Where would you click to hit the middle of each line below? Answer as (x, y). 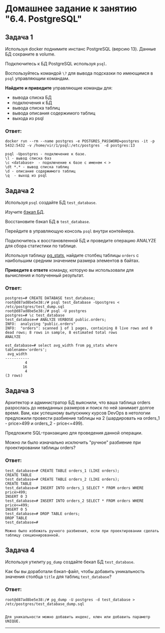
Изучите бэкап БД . (25, 212)
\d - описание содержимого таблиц (41, 172)
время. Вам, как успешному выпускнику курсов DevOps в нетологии (78, 413)
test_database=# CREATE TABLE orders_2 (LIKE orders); (62, 479)
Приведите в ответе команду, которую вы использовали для (69, 270)
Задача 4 (20, 550)
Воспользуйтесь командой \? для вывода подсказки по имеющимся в (79, 73)
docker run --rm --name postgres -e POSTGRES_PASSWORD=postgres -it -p (80, 141)
